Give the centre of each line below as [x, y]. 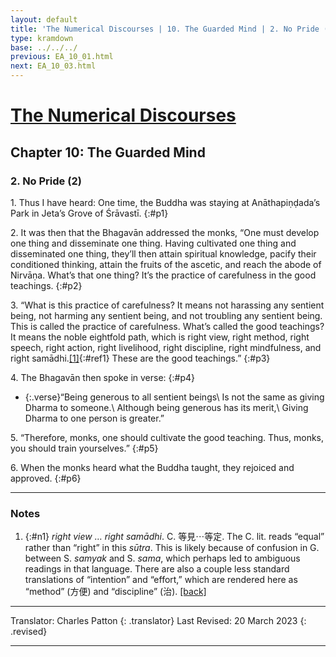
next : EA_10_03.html [53, 66]
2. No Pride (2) [46, 181]
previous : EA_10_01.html [62, 57]
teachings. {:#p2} [46, 285]
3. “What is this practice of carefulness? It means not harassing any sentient [167, 305]
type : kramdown [42, 38]
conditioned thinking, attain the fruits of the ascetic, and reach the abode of [166, 264]
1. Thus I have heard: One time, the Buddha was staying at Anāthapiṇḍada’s [165, 202]
